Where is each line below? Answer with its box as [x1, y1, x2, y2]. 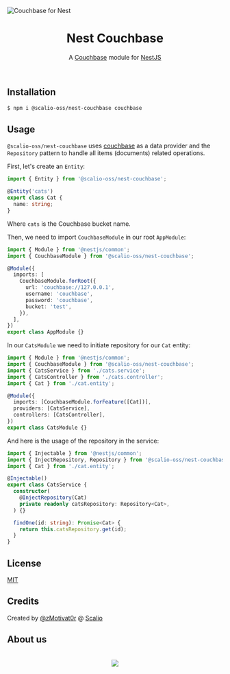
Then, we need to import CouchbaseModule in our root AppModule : [7, 233, 186, 241]
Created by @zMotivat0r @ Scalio [7, 614, 103, 622]
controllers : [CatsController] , [13, 412, 106, 419]
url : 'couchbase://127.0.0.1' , [25, 284, 115, 291]
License [7, 557, 42, 569]
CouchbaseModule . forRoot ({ [19, 278, 97, 285]
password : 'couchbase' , [25, 297, 94, 303]
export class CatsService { [7, 481, 88, 489]
